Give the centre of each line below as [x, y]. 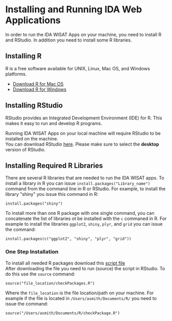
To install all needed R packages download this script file [65, 263]
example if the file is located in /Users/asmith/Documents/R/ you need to [81, 298]
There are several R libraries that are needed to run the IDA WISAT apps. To [85, 178]
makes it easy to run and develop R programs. [54, 123]
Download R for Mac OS [38, 84]
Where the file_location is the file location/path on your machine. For [80, 293]
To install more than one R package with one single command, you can [80, 213]
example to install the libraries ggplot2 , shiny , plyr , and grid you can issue [84, 224]
